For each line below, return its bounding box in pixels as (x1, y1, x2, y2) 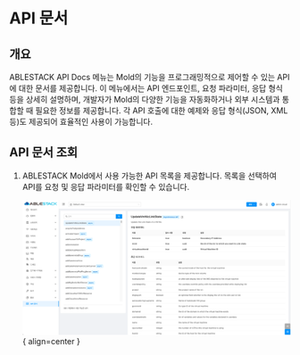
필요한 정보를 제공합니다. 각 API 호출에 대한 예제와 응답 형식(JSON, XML (35, 105, 288, 116)
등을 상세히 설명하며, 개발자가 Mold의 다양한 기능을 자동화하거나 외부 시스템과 (9, 95, 280, 104)
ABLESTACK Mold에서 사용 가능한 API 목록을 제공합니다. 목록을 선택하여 (21, 170, 277, 181)
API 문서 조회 (9, 144, 79, 161)
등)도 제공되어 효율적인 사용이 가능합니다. (9, 117, 154, 127)
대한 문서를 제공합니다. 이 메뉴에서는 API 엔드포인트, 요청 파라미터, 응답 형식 (18, 83, 283, 94)
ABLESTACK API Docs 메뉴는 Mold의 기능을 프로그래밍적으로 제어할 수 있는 (9, 72, 275, 82)
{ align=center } (21, 336, 80, 347)
